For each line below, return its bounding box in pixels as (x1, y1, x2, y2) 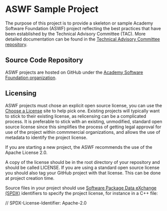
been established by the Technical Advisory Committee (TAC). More (5, 31, 146, 37)
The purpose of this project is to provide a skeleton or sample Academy (5, 20, 153, 26)
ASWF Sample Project (5, 4, 99, 15)
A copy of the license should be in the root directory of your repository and (5, 159, 160, 165)
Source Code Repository (5, 56, 84, 65)
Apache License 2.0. (5, 149, 48, 155)
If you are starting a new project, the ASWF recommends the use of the (5, 144, 153, 150)
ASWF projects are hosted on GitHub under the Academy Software (5, 69, 143, 75)
